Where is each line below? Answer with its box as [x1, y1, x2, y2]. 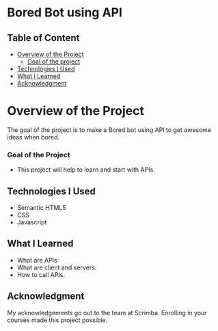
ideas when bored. [7, 133, 60, 141]
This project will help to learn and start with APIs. [16, 165, 155, 174]
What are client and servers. [16, 263, 97, 272]
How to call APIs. [16, 270, 66, 278]
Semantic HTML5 [16, 204, 66, 212]
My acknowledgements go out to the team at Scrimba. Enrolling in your [7, 308, 207, 317]
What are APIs [16, 256, 57, 264]
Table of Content [7, 32, 80, 44]
